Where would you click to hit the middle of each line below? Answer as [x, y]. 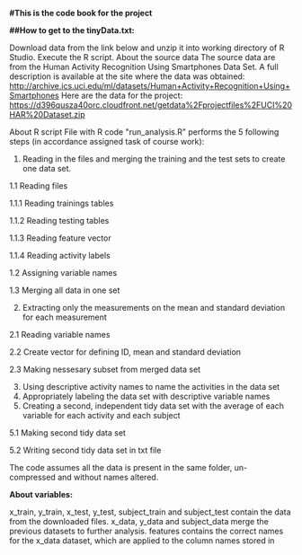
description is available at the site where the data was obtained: [127, 76]
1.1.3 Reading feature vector [60, 238]
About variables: [41, 494]
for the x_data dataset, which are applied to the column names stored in [142, 541]
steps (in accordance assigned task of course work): [107, 141]
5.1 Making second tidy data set [67, 433]
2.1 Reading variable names [60, 335]
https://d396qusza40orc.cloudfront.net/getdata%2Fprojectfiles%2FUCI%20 [151, 105]
